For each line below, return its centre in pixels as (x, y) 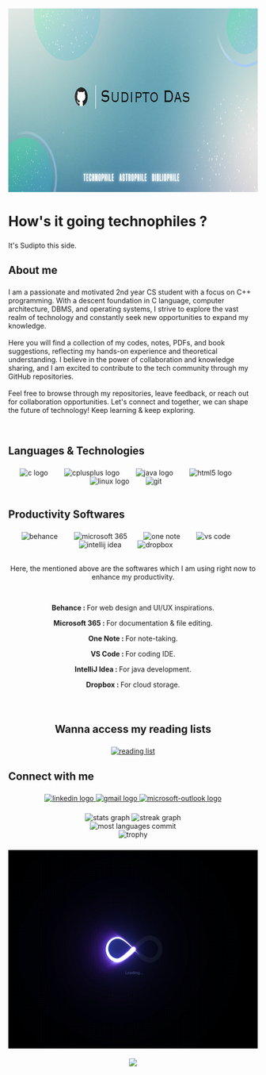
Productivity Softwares (66, 515)
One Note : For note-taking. (133, 638)
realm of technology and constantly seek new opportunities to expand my (129, 318)
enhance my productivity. (133, 576)
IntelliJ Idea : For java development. (133, 669)
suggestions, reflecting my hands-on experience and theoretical (113, 351)
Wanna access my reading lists (133, 729)
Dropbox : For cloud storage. (133, 684)
